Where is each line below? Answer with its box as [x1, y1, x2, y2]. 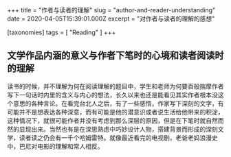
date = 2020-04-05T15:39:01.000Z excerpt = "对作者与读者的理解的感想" [7, 14, 215, 23]
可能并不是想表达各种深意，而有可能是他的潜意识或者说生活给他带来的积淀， [7, 108, 224, 116]
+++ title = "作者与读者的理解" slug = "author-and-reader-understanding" [7, 6, 216, 14]
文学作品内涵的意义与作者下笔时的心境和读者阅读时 [7, 50, 224, 62]
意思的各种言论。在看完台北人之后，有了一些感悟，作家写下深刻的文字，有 [12, 99, 224, 108]
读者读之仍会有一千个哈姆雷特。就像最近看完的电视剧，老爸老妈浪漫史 [19, 133, 218, 142]
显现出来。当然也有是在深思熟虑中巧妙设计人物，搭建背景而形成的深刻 [19, 125, 218, 133]
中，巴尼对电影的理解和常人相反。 [7, 142, 104, 150]
